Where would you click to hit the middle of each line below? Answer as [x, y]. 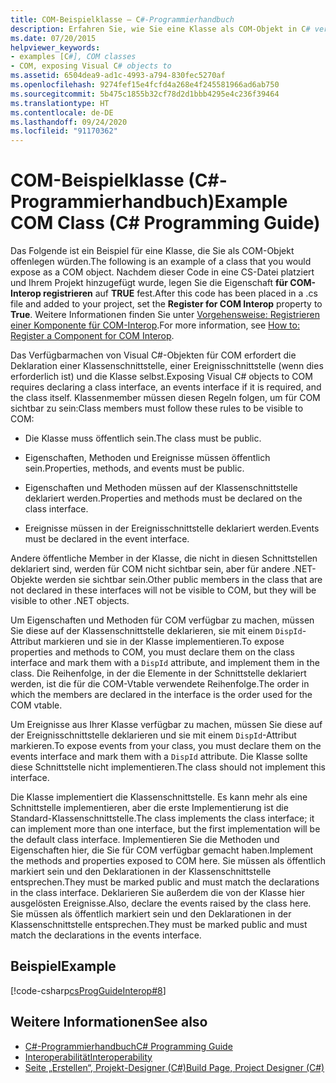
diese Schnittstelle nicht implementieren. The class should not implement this [168, 767]
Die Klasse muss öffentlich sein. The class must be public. [143, 438]
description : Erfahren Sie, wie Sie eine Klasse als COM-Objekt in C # [160, 29]
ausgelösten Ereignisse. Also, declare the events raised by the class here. [161, 903]
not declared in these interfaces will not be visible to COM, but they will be [163, 590]
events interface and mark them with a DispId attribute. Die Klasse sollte [159, 757]
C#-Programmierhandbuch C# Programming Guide [128, 1046]
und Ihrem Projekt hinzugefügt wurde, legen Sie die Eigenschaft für [149, 283]
